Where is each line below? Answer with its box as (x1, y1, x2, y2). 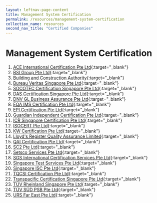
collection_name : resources (5, 21, 64, 27)
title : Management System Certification (5, 12, 91, 17)
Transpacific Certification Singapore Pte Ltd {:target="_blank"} (12, 176, 141, 182)
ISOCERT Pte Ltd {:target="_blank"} (12, 123, 85, 129)
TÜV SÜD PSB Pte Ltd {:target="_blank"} (12, 186, 96, 193)
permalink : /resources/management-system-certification (5, 17, 124, 22)
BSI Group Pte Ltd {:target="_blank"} (12, 70, 87, 76)
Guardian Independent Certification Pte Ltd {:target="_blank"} (12, 112, 139, 118)
